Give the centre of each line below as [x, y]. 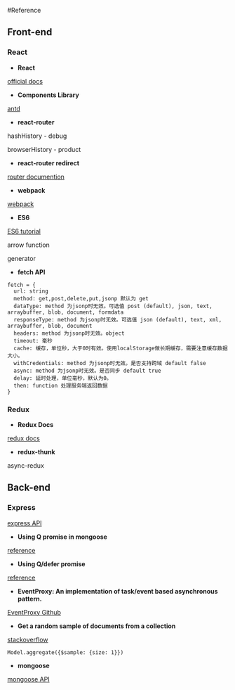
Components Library [48, 95]
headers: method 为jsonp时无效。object [69, 333]
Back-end [29, 488]
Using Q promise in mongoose [62, 537]
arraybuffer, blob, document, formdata [66, 312]
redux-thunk [36, 452]
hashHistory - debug [37, 136]
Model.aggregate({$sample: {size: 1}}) [66, 652]
